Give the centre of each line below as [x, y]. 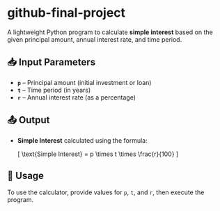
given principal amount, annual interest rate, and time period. [95, 39]
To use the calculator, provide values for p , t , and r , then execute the [106, 192]
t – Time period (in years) [54, 90]
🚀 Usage [25, 175]
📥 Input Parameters [52, 62]
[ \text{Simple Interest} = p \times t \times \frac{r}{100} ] [98, 154]
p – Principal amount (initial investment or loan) [84, 82]
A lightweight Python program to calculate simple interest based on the [110, 32]
